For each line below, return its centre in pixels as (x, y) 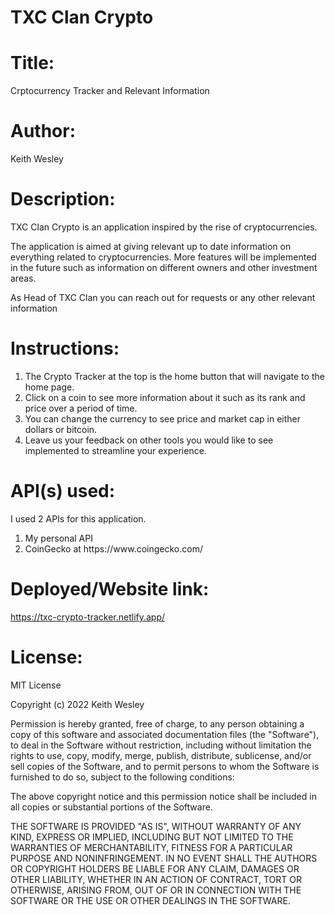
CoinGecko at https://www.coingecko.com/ (113, 548)
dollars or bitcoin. (61, 429)
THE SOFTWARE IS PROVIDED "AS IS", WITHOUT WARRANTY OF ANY (156, 826)
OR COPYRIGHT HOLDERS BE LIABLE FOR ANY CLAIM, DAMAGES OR (155, 868)
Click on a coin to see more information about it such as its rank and (165, 397)
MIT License (36, 685)
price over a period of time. (81, 408)
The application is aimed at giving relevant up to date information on (151, 246)
